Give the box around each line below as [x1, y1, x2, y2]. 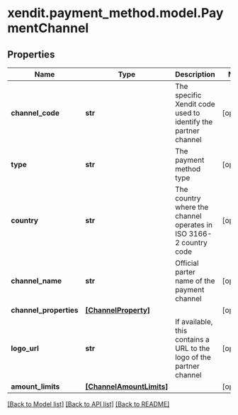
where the [174, 203, 209, 212]
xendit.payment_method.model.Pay [7, 5, 224, 21]
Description [174, 70, 216, 79]
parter [174, 267, 196, 276]
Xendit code [174, 99, 215, 109]
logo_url [11, 343, 39, 353]
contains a [174, 335, 210, 344]
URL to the [174, 343, 210, 353]
